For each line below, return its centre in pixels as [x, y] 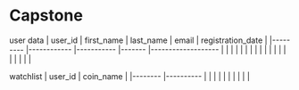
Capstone [46, 16]
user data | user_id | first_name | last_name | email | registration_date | [138, 40]
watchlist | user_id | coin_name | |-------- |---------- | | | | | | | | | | [129, 76]
